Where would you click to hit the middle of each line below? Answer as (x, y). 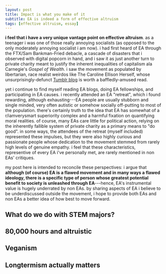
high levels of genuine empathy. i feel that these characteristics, (70, 147)
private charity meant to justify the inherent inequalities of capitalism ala (79, 64)
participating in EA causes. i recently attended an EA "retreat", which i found (83, 95)
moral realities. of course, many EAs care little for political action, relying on (82, 121)
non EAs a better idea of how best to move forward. (58, 199)
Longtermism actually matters (53, 265)
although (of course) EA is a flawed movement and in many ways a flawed (83, 173)
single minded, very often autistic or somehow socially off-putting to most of (83, 105)
